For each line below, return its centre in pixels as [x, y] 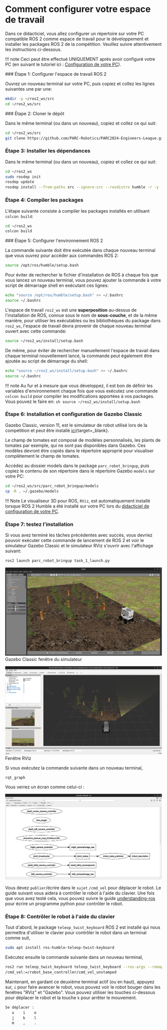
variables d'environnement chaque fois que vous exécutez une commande [82, 391]
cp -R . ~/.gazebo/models [32, 491]
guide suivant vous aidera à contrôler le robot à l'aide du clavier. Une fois [80, 893]
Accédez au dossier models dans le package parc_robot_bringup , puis [77, 465]
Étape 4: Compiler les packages [44, 200]
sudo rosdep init [23, 177]
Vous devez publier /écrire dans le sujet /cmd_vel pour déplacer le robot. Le [83, 888]
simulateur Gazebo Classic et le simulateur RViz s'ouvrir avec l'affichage [79, 545]
